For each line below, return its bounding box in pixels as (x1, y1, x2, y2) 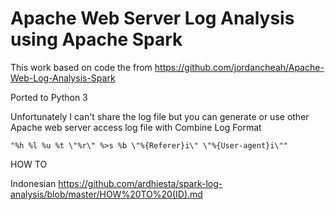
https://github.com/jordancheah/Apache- (154, 61, 325, 73)
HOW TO (10, 158, 48, 170)
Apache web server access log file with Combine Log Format (10, 121, 262, 133)
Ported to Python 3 (10, 91, 88, 103)
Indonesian (10, 177, 57, 189)
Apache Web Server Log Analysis (10, 7, 295, 30)
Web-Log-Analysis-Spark (10, 72, 116, 84)
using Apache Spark (10, 28, 183, 51)
